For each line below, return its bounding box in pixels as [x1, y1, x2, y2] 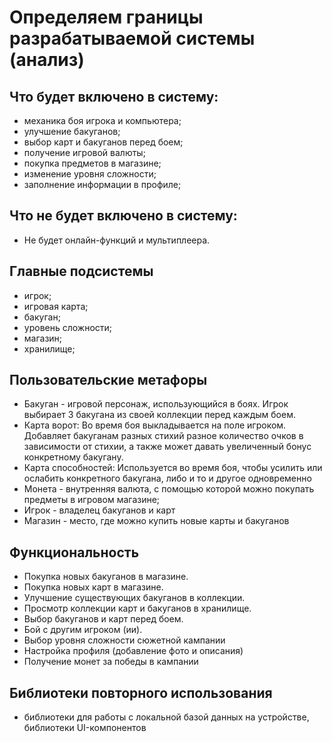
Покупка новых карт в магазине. [23, 581, 164, 593]
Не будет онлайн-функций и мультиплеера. [23, 234, 211, 246]
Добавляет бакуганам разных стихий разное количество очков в [23, 430, 304, 442]
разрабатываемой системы [9, 27, 256, 50]
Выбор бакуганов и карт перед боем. [23, 613, 184, 625]
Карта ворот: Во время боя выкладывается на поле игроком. [23, 419, 287, 431]
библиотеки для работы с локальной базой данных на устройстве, [23, 711, 310, 723]
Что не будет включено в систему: [9, 207, 238, 225]
